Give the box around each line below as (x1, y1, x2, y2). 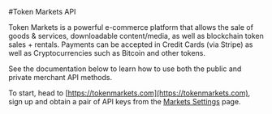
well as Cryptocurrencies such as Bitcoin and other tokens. (8, 49, 205, 57)
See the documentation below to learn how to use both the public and (8, 64, 242, 74)
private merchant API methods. (8, 73, 112, 82)
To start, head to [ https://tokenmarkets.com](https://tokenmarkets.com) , (8, 88, 251, 98)
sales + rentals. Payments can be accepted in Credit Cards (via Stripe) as (8, 40, 253, 49)
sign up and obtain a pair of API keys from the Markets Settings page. (8, 97, 241, 106)
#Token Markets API (8, 7, 76, 16)
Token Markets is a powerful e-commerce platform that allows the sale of (8, 23, 254, 32)
